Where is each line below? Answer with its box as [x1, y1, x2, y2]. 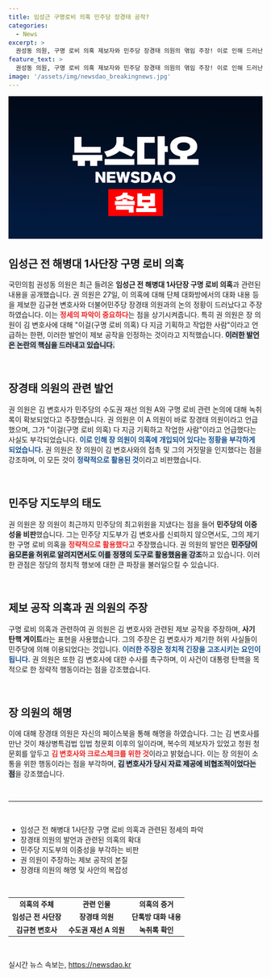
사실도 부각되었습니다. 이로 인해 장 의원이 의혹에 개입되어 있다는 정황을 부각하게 [8, 434, 256, 444]
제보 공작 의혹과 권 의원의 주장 [8, 601, 148, 615]
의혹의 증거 [139, 900, 174, 909]
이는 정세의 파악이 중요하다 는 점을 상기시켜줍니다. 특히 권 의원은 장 [44, 310, 253, 320]
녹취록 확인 [139, 925, 174, 934]
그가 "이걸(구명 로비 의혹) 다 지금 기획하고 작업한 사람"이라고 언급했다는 [31, 424, 256, 434]
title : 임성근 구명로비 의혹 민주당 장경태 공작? [8, 13, 150, 21]
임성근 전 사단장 [11, 912, 62, 922]
